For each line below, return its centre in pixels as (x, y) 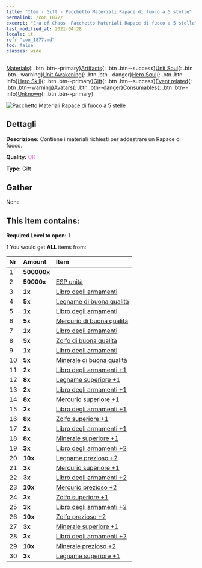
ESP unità (69, 282)
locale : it (20, 34)
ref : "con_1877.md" (31, 40)
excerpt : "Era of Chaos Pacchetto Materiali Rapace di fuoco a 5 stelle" (102, 23)
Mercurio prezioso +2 (87, 487)
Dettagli (21, 124)
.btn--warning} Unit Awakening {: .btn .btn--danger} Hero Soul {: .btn (89, 74)
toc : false (20, 46)
